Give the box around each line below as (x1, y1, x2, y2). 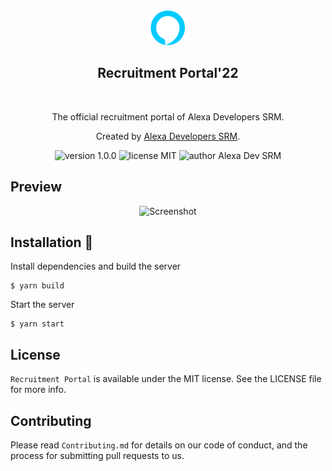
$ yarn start (10, 319, 65, 329)
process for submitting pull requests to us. (10, 450, 185, 462)
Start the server (10, 299, 75, 311)
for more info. (10, 384, 67, 396)
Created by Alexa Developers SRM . (95, 130, 241, 142)
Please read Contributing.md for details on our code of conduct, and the (10, 439, 308, 451)
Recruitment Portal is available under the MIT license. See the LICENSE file (10, 373, 322, 385)
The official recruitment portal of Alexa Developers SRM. (51, 110, 285, 123)
